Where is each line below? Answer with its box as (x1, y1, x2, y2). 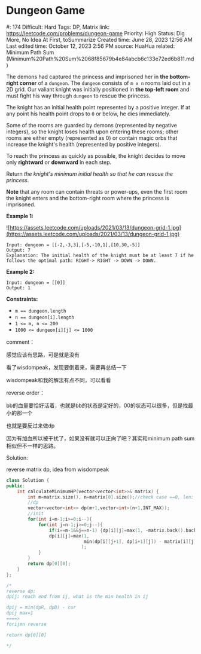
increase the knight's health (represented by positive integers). (6, 140, 162, 148)
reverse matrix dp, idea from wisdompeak (6, 466, 109, 473)
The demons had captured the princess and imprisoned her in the (6, 73, 169, 80)
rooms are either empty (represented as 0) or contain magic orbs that (6, 134, 178, 141)
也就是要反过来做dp (6, 422, 55, 429)
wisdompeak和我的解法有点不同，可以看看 (6, 376, 111, 383)
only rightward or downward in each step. (6, 158, 112, 166)
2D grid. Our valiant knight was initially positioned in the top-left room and (6, 85, 190, 93)
